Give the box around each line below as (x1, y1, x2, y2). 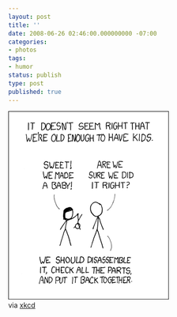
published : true (8, 88, 62, 96)
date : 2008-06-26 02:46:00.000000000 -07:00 (8, 29, 157, 37)
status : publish (8, 71, 62, 79)
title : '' (8, 21, 41, 29)
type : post (8, 79, 44, 87)
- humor (8, 63, 34, 71)
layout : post (8, 13, 51, 21)
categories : (8, 38, 47, 46)
